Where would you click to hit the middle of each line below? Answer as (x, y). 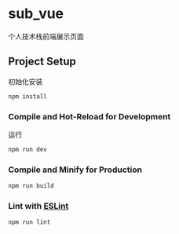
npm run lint (29, 222)
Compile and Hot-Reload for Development (89, 116)
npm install (27, 96)
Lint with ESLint (38, 206)
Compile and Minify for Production (75, 170)
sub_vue (36, 14)
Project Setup (42, 62)
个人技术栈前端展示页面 (46, 36)
